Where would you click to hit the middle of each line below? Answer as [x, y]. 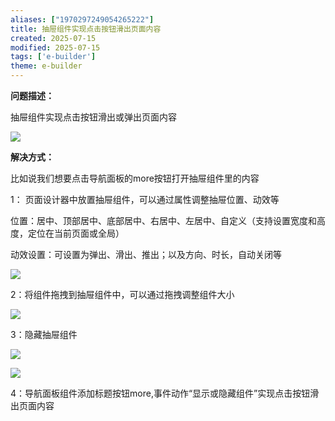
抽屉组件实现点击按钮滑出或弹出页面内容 [93, 117]
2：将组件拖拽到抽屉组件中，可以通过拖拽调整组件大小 [122, 294]
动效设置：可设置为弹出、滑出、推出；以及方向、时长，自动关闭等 [146, 254]
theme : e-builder [46, 66]
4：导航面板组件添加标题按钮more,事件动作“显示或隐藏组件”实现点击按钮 [160, 393]
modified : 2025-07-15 [55, 47]
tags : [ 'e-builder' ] [53, 57]
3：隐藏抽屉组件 [44, 334]
